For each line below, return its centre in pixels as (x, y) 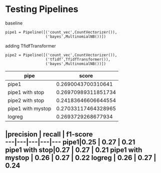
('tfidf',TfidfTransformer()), (78, 59)
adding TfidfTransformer (30, 45)
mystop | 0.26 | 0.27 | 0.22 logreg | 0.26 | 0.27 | (81, 158)
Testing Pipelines (42, 9)
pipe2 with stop (26, 100)
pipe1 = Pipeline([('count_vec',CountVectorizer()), (61, 32)
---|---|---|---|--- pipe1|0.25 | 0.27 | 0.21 (70, 142)
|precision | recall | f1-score (49, 134)
